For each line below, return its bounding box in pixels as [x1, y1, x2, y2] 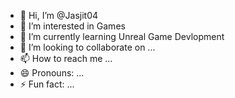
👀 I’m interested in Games [19, 20, 126, 32]
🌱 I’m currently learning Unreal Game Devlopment [19, 31, 225, 42]
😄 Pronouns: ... [19, 67, 85, 79]
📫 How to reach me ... [19, 53, 113, 64]
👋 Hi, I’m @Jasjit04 [19, 10, 99, 21]
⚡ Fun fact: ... [19, 78, 75, 90]
